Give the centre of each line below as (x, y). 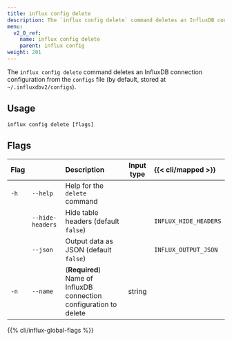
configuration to (91, 304)
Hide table (82, 212)
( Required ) (83, 270)
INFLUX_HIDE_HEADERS (188, 221)
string (137, 291)
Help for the (85, 186)
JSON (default (88, 250)
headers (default (92, 221)
